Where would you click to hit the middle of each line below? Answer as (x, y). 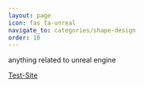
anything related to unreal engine (62, 60)
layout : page (30, 15)
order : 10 (25, 38)
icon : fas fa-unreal (42, 23)
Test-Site (23, 75)
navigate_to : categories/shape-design (72, 30)
